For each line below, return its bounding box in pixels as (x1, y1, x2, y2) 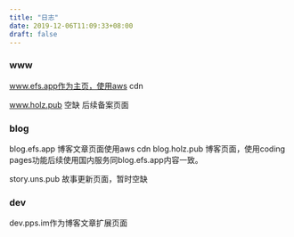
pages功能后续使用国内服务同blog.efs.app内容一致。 (9, 154, 203, 165)
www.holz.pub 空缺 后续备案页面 (9, 99, 129, 110)
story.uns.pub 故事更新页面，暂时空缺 (9, 173, 149, 184)
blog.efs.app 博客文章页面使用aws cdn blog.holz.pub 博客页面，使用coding (9, 143, 286, 154)
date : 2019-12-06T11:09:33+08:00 (9, 21, 134, 30)
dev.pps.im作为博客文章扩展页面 (9, 217, 127, 228)
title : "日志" (9, 12, 60, 22)
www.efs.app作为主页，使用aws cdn (9, 80, 144, 91)
